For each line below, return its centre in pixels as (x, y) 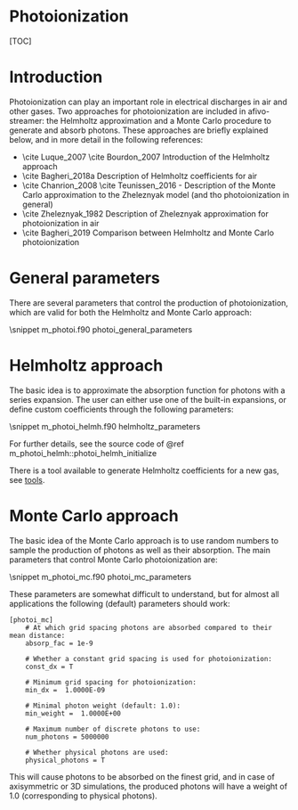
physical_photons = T (65, 760)
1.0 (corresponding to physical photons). (83, 796)
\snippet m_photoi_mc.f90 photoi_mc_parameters (101, 577)
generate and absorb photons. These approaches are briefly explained (139, 130)
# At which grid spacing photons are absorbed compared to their (149, 627)
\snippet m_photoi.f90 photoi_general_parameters (101, 329)
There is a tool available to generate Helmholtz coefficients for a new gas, (145, 470)
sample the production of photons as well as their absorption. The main (140, 550)
